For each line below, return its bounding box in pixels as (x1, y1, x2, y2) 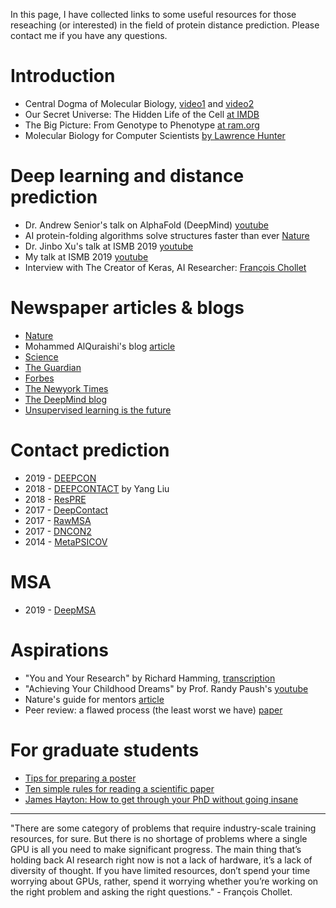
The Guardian (24, 361, 82, 373)
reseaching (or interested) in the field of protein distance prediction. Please (10, 19, 320, 31)
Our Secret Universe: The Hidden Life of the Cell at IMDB (24, 108, 260, 120)
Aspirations (10, 639, 109, 661)
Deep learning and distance (10, 165, 245, 188)
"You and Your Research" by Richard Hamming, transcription (24, 672, 276, 684)
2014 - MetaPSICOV (24, 535, 108, 548)
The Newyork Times (24, 382, 109, 394)
